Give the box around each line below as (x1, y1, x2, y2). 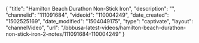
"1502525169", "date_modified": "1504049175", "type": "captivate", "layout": (5, 18, 194, 24)
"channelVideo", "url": (5, 24, 60, 31)
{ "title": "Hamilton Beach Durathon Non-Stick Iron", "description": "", (5, 5, 176, 12)
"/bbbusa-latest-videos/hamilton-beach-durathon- (61, 24, 186, 31)
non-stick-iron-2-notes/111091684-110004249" (5, 30, 121, 38)
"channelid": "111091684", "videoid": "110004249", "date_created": (5, 11, 169, 19)
